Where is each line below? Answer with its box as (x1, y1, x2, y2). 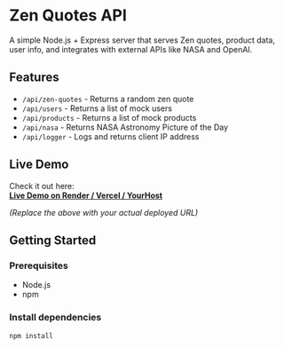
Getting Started (9, 233, 97, 248)
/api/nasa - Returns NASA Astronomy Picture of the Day (21, 122, 229, 132)
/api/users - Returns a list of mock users (21, 103, 173, 114)
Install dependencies (9, 312, 102, 324)
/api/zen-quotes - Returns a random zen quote (21, 93, 194, 104)
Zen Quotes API (9, 5, 127, 26)
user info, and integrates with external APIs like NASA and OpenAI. (9, 43, 253, 54)
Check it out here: (9, 180, 75, 191)
